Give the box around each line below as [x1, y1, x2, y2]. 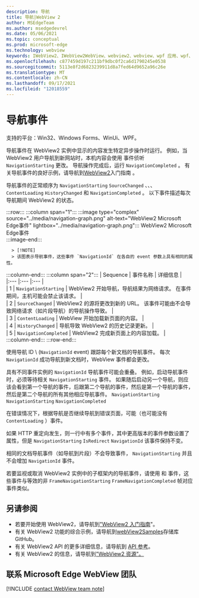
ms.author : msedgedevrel [6, 25, 68, 31]
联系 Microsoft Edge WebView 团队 [6, 569, 137, 580]
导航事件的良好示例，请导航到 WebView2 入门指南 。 [11, 169, 138, 176]
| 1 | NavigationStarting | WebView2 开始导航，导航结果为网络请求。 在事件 [6, 284, 192, 292]
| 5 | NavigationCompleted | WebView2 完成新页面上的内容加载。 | [6, 329, 166, 336]
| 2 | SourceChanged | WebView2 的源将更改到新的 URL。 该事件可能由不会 [6, 299, 186, 306]
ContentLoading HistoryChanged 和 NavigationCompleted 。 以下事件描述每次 [6, 189, 191, 196]
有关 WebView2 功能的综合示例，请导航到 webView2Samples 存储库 [14, 528, 179, 535]
